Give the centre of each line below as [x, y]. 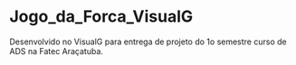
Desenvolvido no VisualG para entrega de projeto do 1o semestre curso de [148, 42]
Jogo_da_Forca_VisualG [101, 17]
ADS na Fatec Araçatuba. [57, 51]
